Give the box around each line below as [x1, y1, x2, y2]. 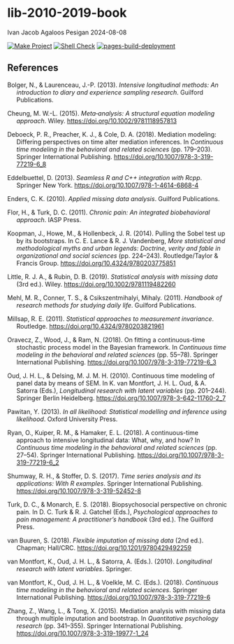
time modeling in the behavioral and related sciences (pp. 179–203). [16, 145, 213, 153]
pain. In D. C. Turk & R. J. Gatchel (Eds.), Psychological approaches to [16, 507, 218, 516]
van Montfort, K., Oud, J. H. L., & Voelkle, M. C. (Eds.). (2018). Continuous [7, 578, 219, 587]
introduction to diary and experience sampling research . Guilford [16, 88, 204, 96]
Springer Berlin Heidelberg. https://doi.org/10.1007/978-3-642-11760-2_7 [16, 394, 226, 402]
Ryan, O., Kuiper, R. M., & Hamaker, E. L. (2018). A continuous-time [7, 428, 199, 437]
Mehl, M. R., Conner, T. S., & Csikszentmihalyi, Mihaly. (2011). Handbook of [7, 293, 222, 302]
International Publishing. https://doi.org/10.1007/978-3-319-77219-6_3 [16, 357, 217, 366]
